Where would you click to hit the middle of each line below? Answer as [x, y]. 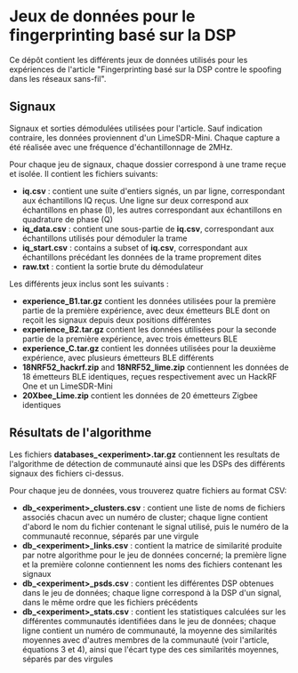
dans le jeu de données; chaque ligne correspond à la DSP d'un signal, [152, 592]
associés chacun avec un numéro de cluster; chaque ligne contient [145, 517]
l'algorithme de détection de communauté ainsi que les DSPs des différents [147, 463]
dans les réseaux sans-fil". [58, 78]
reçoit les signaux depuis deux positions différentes [117, 320]
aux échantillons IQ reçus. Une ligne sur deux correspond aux [135, 200]
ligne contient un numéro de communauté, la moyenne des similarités [149, 630]
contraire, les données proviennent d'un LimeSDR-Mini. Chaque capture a [145, 137]
